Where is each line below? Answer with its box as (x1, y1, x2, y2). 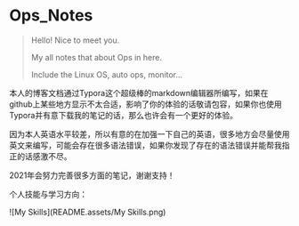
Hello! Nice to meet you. (30, 35, 120, 45)
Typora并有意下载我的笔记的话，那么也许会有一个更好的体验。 (9, 109, 238, 120)
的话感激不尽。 (16, 150, 72, 161)
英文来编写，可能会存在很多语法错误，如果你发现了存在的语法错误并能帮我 (9, 140, 282, 150)
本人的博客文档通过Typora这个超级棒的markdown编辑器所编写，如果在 (9, 87, 269, 98)
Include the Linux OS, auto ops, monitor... (30, 69, 183, 80)
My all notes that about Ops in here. (30, 52, 163, 62)
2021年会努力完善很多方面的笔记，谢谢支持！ (9, 170, 175, 181)
